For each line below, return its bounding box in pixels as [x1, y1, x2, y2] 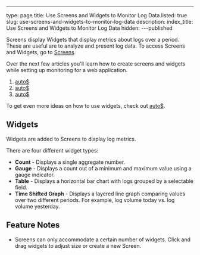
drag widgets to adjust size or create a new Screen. [14, 242, 142, 249]
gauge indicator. [14, 171, 55, 178]
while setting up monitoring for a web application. [6, 67, 128, 73]
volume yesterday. [14, 203, 61, 210]
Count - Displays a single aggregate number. [14, 158, 126, 166]
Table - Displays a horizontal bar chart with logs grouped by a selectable [14, 177, 193, 185]
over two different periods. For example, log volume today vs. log [14, 196, 175, 203]
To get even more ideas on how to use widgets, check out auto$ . [6, 102, 165, 109]
